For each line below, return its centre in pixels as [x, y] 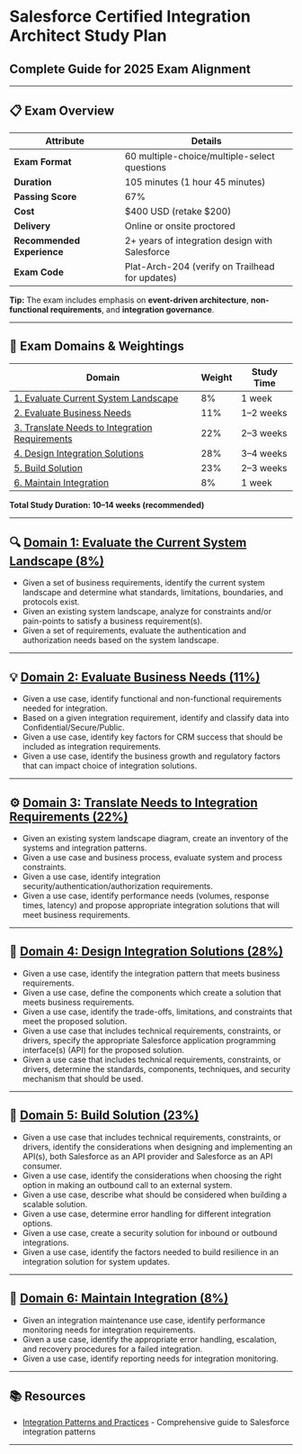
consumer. [42, 1166]
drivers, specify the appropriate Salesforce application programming [149, 1040]
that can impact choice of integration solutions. [110, 766]
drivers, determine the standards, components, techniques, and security [156, 1068]
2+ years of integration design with [198, 241]
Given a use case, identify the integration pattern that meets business [151, 973]
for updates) [151, 277]
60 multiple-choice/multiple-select [200, 156]
